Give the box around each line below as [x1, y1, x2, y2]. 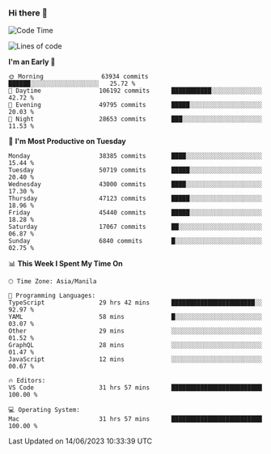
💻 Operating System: [8, 406, 81, 414]
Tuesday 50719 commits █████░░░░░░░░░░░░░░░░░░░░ [8, 166, 263, 175]
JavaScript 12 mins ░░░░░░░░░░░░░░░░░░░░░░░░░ [8, 355, 263, 363]
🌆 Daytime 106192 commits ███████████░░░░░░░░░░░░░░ [8, 87, 263, 95]
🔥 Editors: [8, 376, 46, 385]
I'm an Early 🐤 [8, 57, 56, 67]
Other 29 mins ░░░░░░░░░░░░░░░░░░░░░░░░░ [8, 327, 263, 335]
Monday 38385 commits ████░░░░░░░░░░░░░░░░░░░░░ [8, 152, 263, 160]
